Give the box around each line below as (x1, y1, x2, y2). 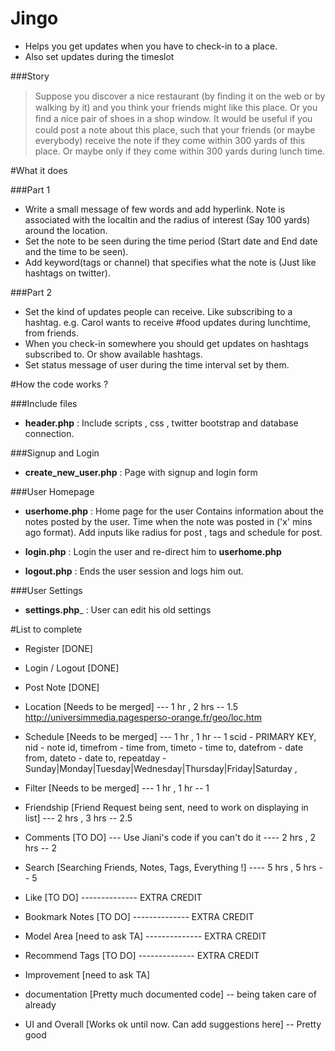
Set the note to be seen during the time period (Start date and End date (24, 235, 318, 247)
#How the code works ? (10, 378, 109, 390)
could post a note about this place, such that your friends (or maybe (34, 123, 316, 136)
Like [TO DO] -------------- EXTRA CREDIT (24, 891, 203, 903)
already (24, 998, 57, 1011)
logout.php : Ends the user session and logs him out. (24, 565, 244, 577)
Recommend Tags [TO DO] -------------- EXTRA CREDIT (24, 949, 260, 961)
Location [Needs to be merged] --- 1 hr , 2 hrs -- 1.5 (24, 700, 239, 712)
